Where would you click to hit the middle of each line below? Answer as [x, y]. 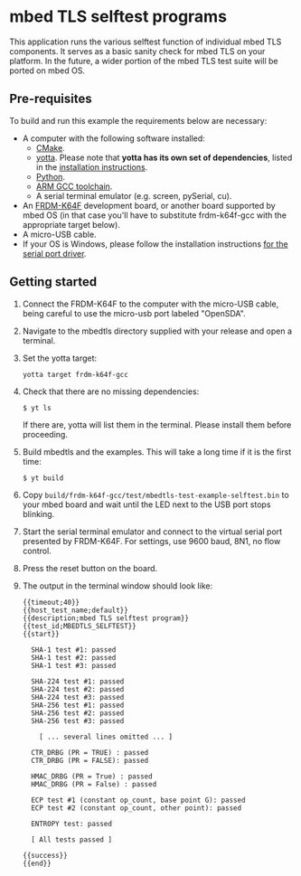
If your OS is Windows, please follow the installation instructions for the [155, 244]
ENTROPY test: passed [72, 824]
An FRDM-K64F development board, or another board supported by [149, 205]
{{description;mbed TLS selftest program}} [106, 618]
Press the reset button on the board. [90, 568]
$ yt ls [37, 408]
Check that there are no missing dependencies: [111, 391]
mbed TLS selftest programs [118, 17]
